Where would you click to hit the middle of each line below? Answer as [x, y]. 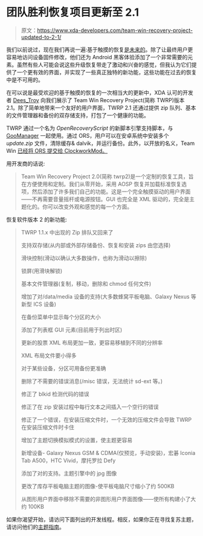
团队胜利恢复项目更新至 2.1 [73, 12]
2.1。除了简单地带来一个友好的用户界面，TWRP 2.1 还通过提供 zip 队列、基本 [101, 108]
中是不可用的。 [25, 80]
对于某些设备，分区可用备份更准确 [63, 368]
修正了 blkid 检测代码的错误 [55, 394]
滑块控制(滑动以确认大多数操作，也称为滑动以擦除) [84, 258]
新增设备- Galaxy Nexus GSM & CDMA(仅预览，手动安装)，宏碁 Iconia [108, 453]
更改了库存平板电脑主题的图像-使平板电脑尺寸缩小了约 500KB [98, 486]
